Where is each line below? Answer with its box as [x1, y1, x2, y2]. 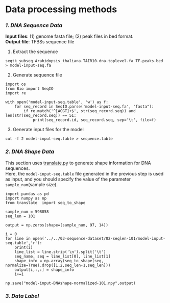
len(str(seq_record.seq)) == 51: [5, 113, 77, 118]
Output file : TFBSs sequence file [5, 39, 75, 45]
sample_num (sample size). [5, 181, 58, 187]
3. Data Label [5, 292, 39, 299]
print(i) [14, 245, 33, 250]
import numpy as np [5, 195, 47, 201]
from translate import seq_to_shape [5, 200, 86, 205]
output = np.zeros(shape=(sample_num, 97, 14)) [5, 222, 109, 228]
